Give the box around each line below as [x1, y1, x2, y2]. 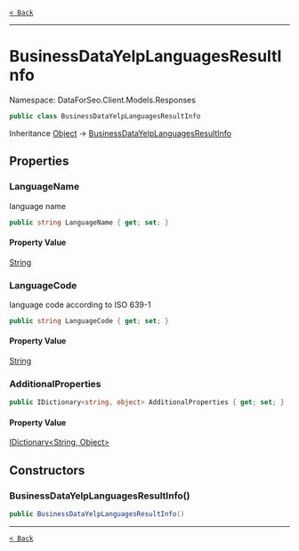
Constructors [9, 463, 85, 478]
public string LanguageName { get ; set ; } [9, 218, 169, 227]
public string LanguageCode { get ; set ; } [9, 316, 169, 325]
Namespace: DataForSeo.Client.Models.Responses [9, 94, 196, 105]
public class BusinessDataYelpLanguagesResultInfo [9, 111, 201, 120]
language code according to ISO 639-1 [9, 299, 151, 310]
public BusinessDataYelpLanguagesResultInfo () [9, 510, 185, 519]
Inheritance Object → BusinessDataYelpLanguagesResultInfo [9, 127, 232, 138]
